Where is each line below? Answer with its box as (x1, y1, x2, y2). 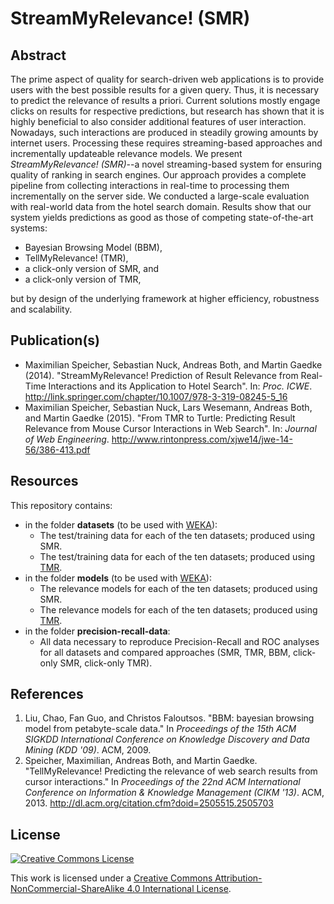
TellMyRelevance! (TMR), (24, 252, 129, 264)
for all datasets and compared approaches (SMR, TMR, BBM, (39, 646, 291, 658)
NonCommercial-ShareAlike (10, 883, 125, 895)
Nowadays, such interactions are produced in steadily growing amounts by (10, 127, 319, 138)
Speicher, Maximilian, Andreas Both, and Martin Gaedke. (24, 755, 258, 767)
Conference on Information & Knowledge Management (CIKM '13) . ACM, (24, 787, 325, 799)
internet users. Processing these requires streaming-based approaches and (10, 137, 323, 149)
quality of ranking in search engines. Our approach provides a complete (10, 169, 307, 181)
